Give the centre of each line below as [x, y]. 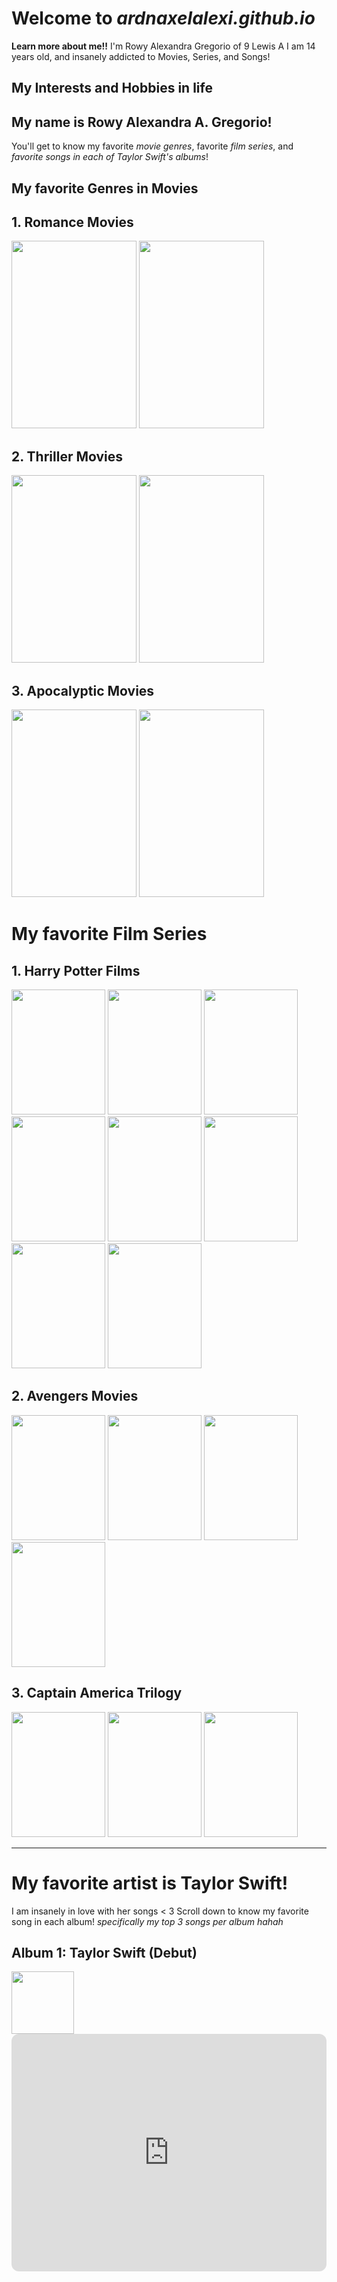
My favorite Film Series [109, 934]
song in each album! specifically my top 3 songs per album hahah [147, 1921]
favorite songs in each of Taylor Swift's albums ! [110, 157]
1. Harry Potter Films [76, 970]
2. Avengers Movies [75, 1396]
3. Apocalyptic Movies [83, 690]
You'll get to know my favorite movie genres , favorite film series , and [152, 146]
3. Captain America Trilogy [97, 1693]
